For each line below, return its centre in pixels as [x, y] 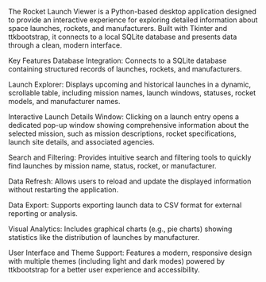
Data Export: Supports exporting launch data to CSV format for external [125, 205]
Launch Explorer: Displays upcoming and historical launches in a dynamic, [130, 84]
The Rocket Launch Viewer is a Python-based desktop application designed [132, 12]
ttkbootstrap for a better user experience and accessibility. [104, 270]
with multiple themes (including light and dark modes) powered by [116, 261]
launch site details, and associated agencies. [81, 142]
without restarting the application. [64, 189]
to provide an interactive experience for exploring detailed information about [133, 20]
